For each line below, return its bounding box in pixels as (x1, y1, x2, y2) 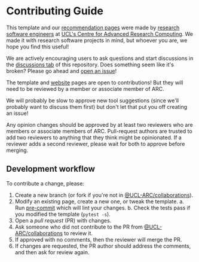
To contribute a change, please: (6, 179, 85, 187)
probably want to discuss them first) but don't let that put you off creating (6, 103, 188, 110)
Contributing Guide (6, 4, 103, 18)
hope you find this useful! (6, 43, 69, 50)
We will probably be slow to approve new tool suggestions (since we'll (6, 97, 179, 104)
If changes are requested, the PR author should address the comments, (14, 242, 191, 249)
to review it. (63, 229, 93, 237)
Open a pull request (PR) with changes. (14, 217, 112, 224)
